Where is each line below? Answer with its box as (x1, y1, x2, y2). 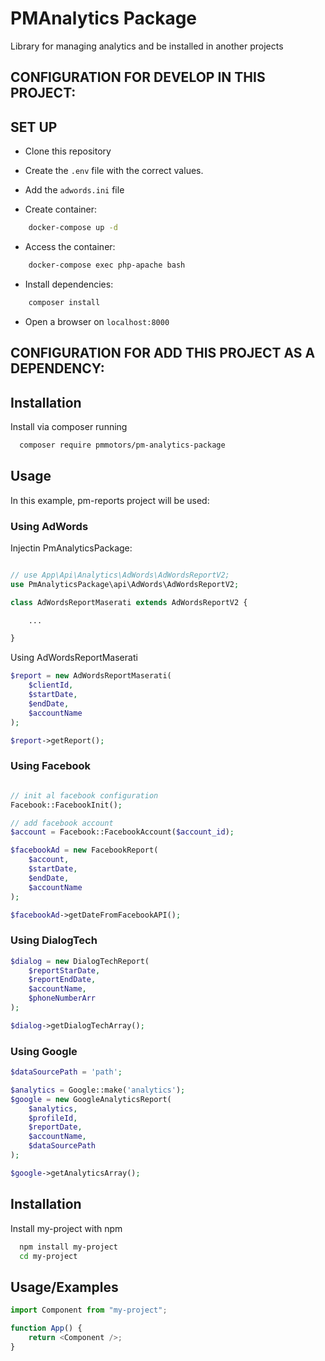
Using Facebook (10, 759, 92, 773)
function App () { (10, 1323, 83, 1334)
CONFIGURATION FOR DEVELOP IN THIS (10, 69, 266, 86)
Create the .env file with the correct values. (24, 165, 204, 177)
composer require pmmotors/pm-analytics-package (19, 440, 226, 450)
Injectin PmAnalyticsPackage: (10, 542, 133, 554)
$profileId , (28, 1113, 78, 1123)
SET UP (10, 118, 58, 136)
